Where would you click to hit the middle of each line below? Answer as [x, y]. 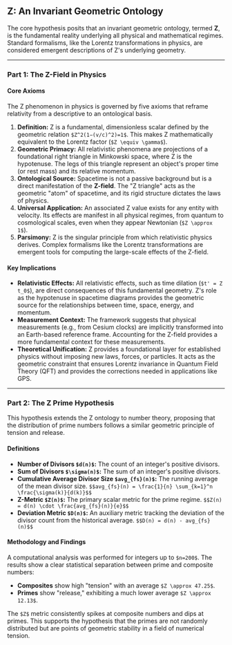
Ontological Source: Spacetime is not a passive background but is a [114, 178]
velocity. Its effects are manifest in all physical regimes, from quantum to [120, 215]
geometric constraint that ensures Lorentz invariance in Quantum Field [118, 364]
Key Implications [32, 268]
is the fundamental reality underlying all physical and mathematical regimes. [115, 35]
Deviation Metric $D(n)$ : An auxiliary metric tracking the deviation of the [120, 513]
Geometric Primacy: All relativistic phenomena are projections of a [113, 149]
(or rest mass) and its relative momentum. [76, 171]
